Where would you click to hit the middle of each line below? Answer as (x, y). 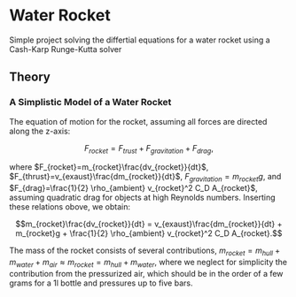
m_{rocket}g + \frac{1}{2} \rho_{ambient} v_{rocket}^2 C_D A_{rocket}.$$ (149, 233)
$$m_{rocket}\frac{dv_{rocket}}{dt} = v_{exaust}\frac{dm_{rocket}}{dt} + (149, 224)
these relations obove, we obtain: (70, 207)
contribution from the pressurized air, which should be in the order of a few (146, 273)
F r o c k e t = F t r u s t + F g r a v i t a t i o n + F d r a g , (149, 149)
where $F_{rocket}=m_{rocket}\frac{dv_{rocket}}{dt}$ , (109, 167)
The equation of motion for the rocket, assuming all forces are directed (138, 121)
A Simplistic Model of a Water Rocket (90, 103)
